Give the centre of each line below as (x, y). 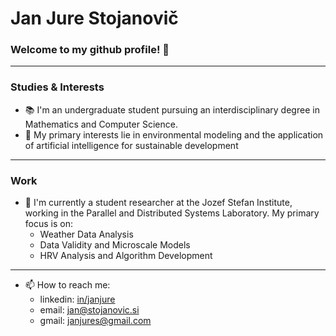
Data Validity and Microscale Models (115, 245)
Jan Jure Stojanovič (94, 18)
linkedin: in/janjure (77, 299)
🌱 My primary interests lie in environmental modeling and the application (174, 134)
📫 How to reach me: (67, 285)
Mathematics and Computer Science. (101, 124)
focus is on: (48, 224)
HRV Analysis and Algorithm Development (126, 256)
